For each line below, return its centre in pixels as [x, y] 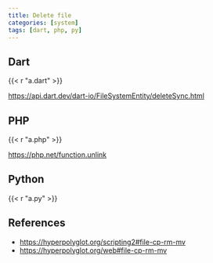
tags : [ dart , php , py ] [45, 30]
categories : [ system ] [43, 23]
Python [26, 179]
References [37, 223]
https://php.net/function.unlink [58, 155]
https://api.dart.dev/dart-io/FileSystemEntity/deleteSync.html [106, 96]
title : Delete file [40, 15]
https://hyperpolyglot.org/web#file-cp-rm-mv [93, 250]
